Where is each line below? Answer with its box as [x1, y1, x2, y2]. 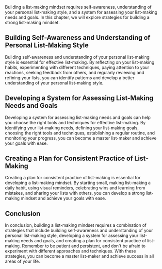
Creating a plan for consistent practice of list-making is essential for [5, 175, 141, 181]
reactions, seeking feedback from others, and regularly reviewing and [5, 69, 145, 75]
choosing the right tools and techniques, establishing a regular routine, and [5, 130, 155, 135]
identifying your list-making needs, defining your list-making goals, [5, 125, 139, 131]
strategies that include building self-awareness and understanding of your [5, 228, 153, 234]
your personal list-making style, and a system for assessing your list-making [5, 9, 158, 15]
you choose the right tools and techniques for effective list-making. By [5, 119, 146, 125]
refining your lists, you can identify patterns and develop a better [5, 75, 135, 81]
